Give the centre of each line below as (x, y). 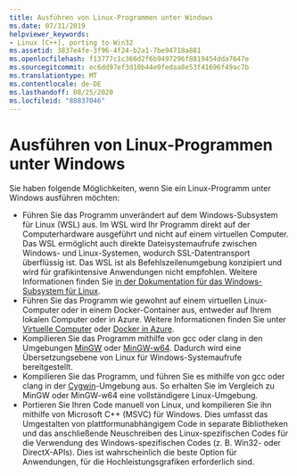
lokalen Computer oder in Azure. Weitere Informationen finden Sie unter (154, 320)
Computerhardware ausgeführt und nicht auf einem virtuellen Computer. (155, 234)
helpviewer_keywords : (49, 34)
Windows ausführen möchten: (65, 198)
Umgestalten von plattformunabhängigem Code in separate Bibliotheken (155, 424)
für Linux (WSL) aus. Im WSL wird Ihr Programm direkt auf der (136, 225)
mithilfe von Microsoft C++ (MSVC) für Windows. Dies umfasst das (145, 414)
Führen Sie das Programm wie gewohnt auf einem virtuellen (132, 301)
